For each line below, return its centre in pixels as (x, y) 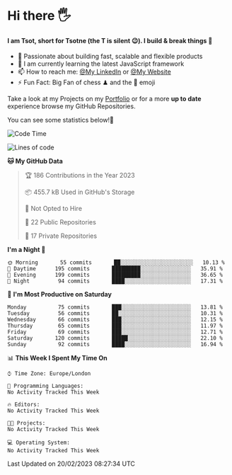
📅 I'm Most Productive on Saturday (59, 294)
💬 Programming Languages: (45, 386)
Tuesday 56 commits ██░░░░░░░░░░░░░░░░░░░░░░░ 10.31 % (115, 314)
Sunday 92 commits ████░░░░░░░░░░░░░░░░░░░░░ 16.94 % (115, 345)
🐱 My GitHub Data (35, 161)
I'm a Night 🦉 (27, 250)
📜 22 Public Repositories (60, 222)
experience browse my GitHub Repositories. (71, 106)
